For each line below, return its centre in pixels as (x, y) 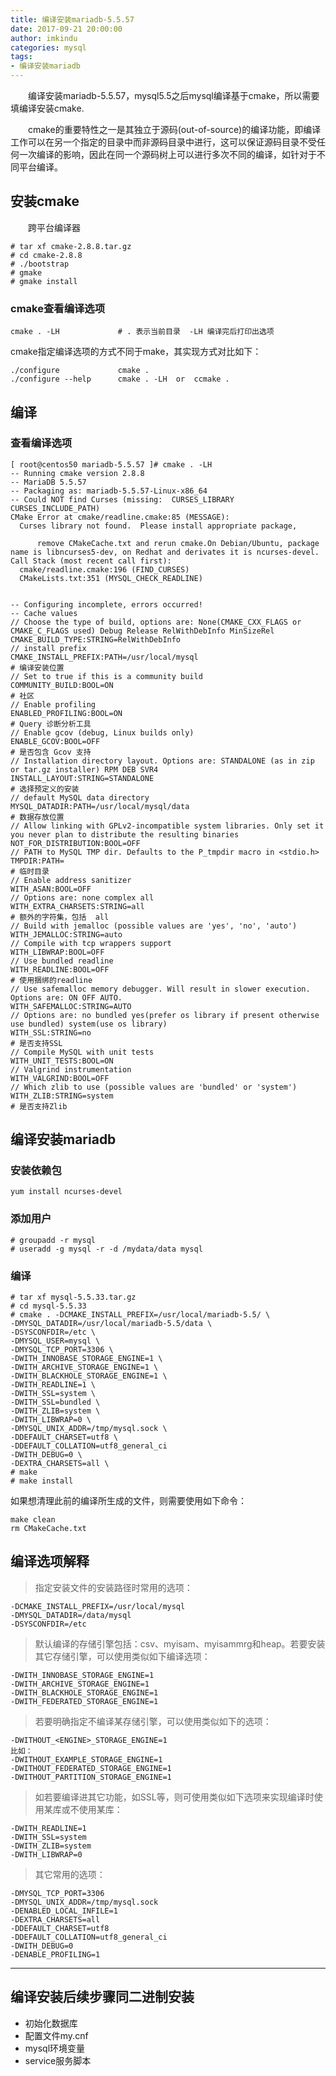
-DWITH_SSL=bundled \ (55, 1402)
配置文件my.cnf (56, 2035)
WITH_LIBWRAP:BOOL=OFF (57, 952)
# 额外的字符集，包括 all (60, 917)
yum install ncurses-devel (66, 1192)
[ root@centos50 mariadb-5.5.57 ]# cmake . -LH (111, 464)
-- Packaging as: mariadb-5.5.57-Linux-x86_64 (109, 491)
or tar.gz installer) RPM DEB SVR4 (84, 769)
